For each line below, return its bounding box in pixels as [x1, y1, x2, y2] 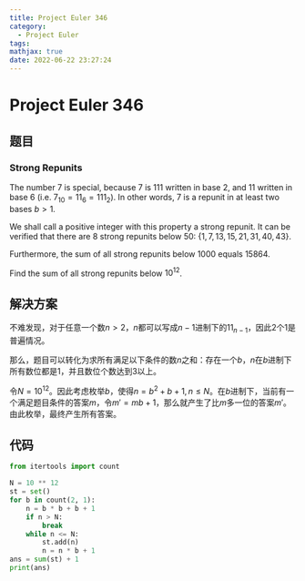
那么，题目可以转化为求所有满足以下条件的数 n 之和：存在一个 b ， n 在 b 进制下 [9, 354, 292, 365]
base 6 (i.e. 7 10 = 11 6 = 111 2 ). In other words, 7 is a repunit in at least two [9, 191, 280, 205]
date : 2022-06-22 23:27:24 [9, 56, 112, 65]
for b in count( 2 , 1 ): [9, 495, 96, 505]
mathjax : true [9, 47, 64, 56]
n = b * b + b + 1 [25, 504, 96, 513]
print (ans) [9, 564, 51, 573]
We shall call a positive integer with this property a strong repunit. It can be [9, 220, 291, 232]
